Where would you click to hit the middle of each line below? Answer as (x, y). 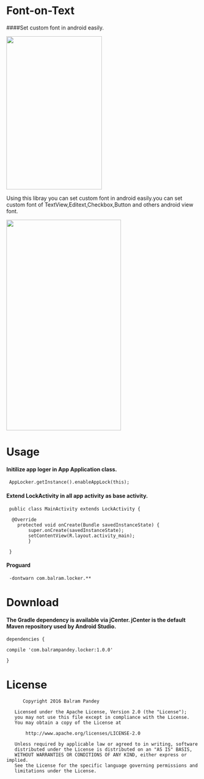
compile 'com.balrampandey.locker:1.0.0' (60, 650)
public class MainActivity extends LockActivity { (75, 509)
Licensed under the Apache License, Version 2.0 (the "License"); (101, 712)
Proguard (18, 565)
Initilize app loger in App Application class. (62, 469)
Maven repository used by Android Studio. (61, 626)
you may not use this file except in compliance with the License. (102, 718)
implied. (17, 761)
